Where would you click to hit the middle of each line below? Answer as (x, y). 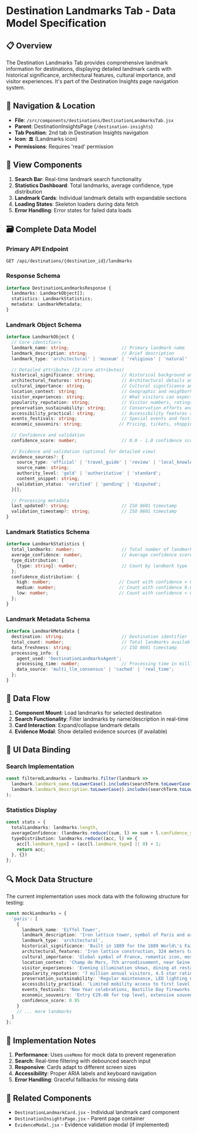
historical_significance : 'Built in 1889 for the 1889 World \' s (102, 946)
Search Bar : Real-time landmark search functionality (78, 179)
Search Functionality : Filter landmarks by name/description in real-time (101, 719)
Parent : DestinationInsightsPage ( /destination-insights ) (84, 126)
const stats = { (26, 822)
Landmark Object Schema (44, 325)
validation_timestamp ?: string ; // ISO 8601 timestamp (94, 511)
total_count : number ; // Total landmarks (90, 642)
